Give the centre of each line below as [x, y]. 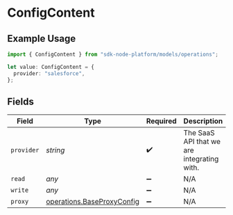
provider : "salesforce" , [49, 73]
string [55, 150]
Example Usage [42, 39]
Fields [21, 101]
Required [161, 121]
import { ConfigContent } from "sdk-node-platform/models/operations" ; [113, 54]
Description [203, 121]
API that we [202, 142]
